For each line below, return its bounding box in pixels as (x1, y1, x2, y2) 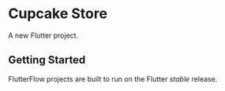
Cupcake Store (8, 5, 108, 23)
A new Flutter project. (8, 31, 79, 40)
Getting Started (8, 53, 86, 67)
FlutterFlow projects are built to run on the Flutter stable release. (8, 74, 218, 83)
